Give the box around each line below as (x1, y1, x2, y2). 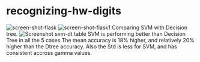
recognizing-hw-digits (6, 4, 122, 18)
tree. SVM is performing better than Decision (6, 30, 186, 37)
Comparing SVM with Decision (112, 24, 188, 31)
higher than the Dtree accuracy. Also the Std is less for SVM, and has (6, 43, 177, 50)
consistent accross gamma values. (6, 49, 92, 56)
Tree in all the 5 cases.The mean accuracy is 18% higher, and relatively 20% (6, 36, 195, 44)
